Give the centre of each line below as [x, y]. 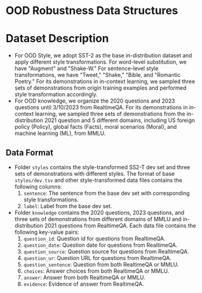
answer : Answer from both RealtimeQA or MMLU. [84, 277]
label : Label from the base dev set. [68, 206]
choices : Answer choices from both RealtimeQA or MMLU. [96, 271]
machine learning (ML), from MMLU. [60, 133]
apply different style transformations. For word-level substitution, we [100, 62]
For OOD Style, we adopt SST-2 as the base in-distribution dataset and [103, 56]
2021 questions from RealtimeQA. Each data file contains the [120, 225]
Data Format [30, 152]
